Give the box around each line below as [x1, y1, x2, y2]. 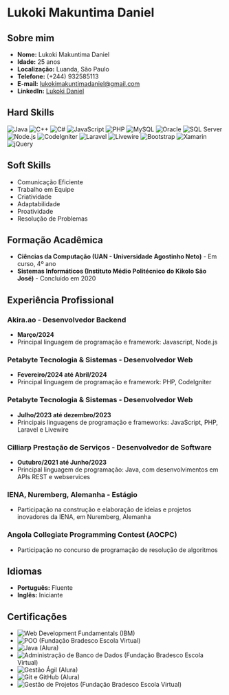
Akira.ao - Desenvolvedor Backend [7, 315, 127, 324]
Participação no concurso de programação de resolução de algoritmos [17, 545, 218, 554]
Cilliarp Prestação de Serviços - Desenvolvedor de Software [7, 442, 212, 452]
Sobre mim [7, 32, 55, 44]
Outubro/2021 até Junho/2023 [17, 459, 107, 467]
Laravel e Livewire [17, 425, 69, 434]
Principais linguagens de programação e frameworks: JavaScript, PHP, [17, 418, 219, 426]
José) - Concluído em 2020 [17, 274, 96, 283]
